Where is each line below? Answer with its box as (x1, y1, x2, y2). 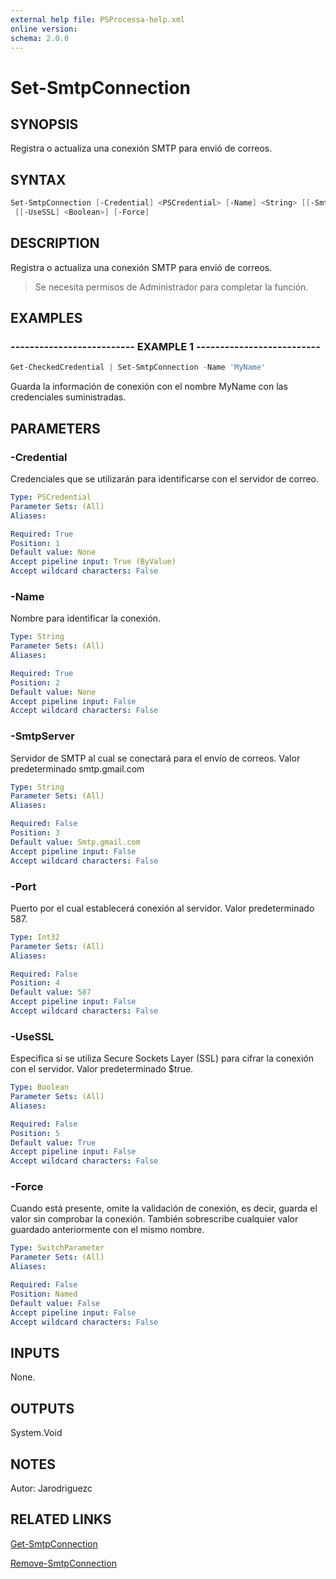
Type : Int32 (10, 932, 60, 942)
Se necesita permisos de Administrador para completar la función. (34, 281, 309, 293)
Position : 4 (10, 978, 60, 988)
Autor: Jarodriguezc (10, 1482, 93, 1494)
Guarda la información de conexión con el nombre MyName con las (10, 381, 288, 393)
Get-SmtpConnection (10, 1537, 98, 1550)
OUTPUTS (10, 1400, 75, 1417)
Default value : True (10, 1137, 97, 1148)
